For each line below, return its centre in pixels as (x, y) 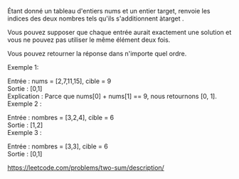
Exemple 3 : (25, 132)
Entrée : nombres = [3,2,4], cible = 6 (61, 118)
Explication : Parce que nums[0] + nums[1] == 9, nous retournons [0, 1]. (112, 96)
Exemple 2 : (25, 104)
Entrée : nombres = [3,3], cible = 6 (58, 146)
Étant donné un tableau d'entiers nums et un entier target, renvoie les (109, 11)
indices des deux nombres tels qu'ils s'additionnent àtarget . (96, 18)
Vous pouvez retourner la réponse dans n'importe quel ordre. (97, 54)
